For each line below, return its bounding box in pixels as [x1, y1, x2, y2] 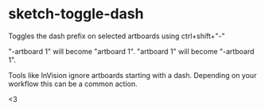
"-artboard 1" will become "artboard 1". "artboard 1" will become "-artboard [8, 46, 255, 56]
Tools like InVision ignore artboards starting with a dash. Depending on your [8, 70, 257, 80]
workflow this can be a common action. [8, 79, 138, 88]
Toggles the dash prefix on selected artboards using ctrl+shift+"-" [8, 31, 225, 41]
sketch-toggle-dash [8, 5, 144, 23]
